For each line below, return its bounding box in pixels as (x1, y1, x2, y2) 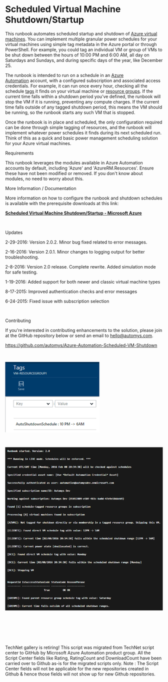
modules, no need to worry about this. (5, 175, 84, 181)
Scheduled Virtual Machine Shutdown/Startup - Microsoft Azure (5, 210, 142, 216)
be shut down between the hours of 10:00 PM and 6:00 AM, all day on (5, 51, 149, 58)
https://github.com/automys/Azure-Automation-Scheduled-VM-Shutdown (5, 342, 157, 348)
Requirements (5, 150, 34, 156)
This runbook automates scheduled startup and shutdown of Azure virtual (5, 30, 157, 36)
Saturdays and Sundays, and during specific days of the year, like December (5, 57, 163, 63)
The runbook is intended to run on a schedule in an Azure (5, 72, 124, 78)
